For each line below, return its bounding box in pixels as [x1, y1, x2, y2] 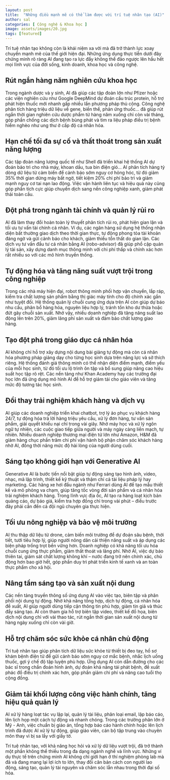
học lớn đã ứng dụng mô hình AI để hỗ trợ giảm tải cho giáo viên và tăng [5, 376, 156, 383]
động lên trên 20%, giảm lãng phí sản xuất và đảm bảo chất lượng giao [5, 315, 153, 321]
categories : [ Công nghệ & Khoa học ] [5, 21, 87, 27]
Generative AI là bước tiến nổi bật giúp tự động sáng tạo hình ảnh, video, [5, 470, 157, 477]
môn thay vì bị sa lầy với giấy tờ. [5, 733, 72, 739]
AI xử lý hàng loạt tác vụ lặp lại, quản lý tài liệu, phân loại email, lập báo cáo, [5, 711, 164, 717]
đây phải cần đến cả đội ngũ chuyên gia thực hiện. [5, 503, 111, 509]
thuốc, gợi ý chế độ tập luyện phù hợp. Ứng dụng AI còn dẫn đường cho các [5, 659, 164, 665]
